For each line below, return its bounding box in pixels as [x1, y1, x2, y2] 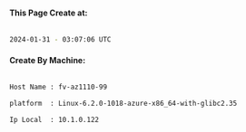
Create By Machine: [9, 54, 86, 65]
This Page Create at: [9, 7, 88, 18]
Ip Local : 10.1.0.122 [9, 116, 100, 125]
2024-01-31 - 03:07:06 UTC [9, 35, 112, 44]
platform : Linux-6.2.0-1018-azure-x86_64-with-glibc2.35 [9, 99, 238, 108]
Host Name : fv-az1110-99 [9, 82, 107, 92]
